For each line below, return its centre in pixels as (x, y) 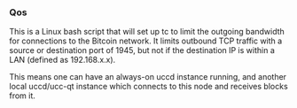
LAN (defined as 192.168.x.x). (63, 60)
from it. (22, 96)
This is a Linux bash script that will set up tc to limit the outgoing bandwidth (147, 32)
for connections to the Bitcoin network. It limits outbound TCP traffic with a (146, 41)
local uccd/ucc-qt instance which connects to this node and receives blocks (148, 87)
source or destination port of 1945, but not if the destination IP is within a (142, 50)
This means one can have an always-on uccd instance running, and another (148, 77)
